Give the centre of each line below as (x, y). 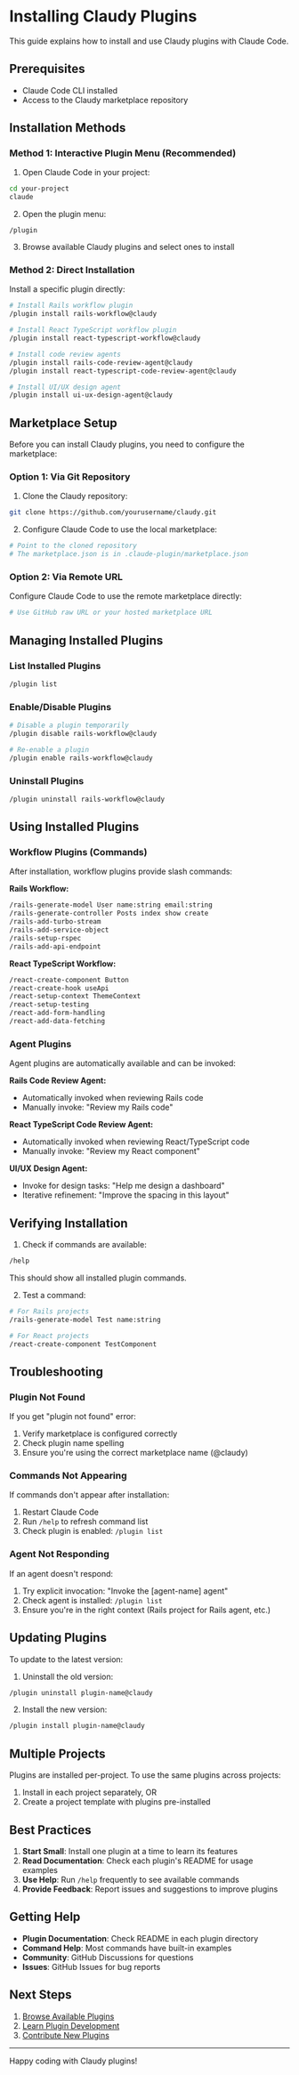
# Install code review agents (65, 354)
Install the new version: (65, 1709)
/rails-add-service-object (59, 930)
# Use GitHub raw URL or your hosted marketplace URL (111, 613)
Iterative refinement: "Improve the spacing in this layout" (125, 1195)
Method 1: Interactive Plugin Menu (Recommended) (123, 153)
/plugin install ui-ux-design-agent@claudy (91, 395)
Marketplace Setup (63, 423)
